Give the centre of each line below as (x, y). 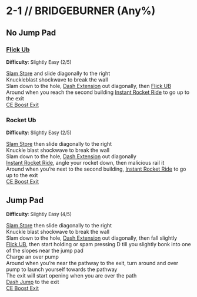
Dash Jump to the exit (33, 282)
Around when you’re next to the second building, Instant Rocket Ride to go (96, 169)
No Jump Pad (31, 33)
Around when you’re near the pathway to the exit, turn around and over (92, 263)
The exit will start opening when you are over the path (71, 275)
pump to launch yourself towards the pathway (62, 269)
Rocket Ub (21, 120)
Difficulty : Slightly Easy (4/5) (39, 214)
